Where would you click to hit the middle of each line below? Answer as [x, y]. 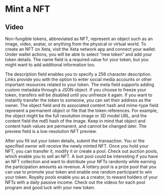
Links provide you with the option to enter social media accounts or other [79, 79]
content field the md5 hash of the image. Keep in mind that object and [75, 121]
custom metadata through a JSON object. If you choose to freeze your [76, 90]
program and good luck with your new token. [50, 187]
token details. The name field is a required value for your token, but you [77, 59]
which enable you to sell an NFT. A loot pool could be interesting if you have [81, 156]
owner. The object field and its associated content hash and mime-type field [82, 105]
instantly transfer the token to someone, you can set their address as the [78, 100]
